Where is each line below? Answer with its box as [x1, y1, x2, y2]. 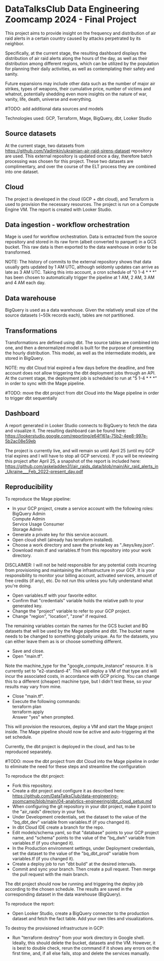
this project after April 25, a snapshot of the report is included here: [5, 458, 141, 464]
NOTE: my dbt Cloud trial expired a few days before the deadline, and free [5, 365, 155, 371]
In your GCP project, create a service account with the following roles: [12, 505, 154, 511]
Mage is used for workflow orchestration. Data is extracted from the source [5, 233, 157, 239]
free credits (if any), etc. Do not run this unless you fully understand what [5, 578, 153, 583]
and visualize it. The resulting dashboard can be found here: [5, 428, 126, 434]
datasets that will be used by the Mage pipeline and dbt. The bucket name [5, 628, 155, 634]
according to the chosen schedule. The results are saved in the [5, 886, 132, 892]
